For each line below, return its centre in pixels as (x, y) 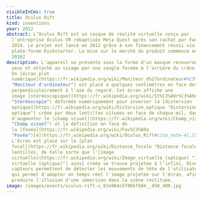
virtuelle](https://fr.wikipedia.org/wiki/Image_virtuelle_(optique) (100, 158)
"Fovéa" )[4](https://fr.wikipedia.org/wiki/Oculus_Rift (83, 136)
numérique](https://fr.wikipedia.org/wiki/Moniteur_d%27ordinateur (98, 79)
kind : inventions (28, 23)
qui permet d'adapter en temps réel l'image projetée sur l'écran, (98, 175)
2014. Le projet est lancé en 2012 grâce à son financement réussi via (103, 46)
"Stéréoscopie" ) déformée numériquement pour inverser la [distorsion (102, 101)
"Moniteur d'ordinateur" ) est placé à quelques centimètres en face (99, 85)
